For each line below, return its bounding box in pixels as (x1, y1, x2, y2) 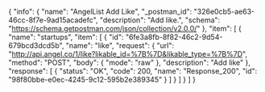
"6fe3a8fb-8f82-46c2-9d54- (125, 32, 223, 42)
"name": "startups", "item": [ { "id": (8, 32, 124, 42)
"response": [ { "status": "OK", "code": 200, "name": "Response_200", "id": (8, 66, 258, 75)
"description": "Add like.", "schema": (99, 15, 221, 25)
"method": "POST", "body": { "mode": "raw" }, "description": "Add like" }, (8, 58, 251, 67)
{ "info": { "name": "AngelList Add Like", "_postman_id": (8, 7, 193, 16)
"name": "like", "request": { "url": (65, 41, 175, 50)
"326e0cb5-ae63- (193, 7, 255, 16)
